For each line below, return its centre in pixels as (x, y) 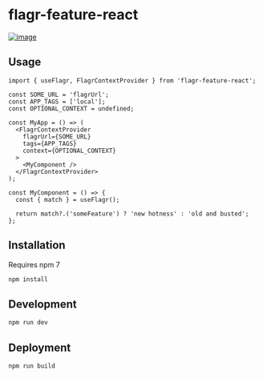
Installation (37, 245)
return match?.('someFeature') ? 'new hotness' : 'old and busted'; (132, 214)
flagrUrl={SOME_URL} (57, 137)
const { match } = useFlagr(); (68, 199)
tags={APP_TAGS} (50, 143)
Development (43, 304)
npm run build (32, 366)
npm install (28, 279)
